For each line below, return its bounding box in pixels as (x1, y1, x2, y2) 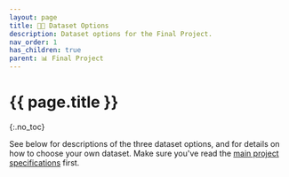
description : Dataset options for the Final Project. (9, 29, 213, 38)
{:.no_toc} (9, 121, 45, 132)
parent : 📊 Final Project (9, 54, 104, 63)
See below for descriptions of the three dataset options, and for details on (9, 138, 280, 149)
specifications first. (9, 157, 80, 168)
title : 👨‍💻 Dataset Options (9, 21, 109, 30)
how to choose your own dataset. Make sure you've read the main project (9, 148, 279, 158)
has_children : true (9, 46, 82, 55)
